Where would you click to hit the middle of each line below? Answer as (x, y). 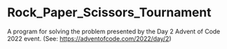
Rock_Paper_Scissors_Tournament (109, 13)
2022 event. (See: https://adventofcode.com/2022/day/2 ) (89, 38)
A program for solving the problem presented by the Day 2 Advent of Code (114, 31)
